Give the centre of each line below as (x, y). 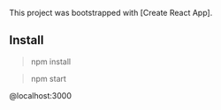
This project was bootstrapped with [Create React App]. (111, 13)
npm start (48, 78)
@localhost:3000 (41, 95)
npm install (51, 62)
